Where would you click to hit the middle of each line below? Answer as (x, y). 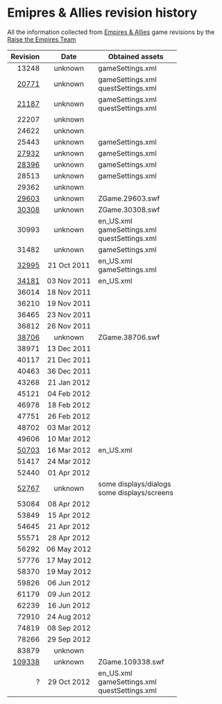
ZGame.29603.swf (129, 198)
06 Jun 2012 (69, 583)
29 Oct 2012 (69, 682)
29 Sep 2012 (69, 639)
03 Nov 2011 (69, 280)
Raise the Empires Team (42, 39)
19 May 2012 (69, 571)
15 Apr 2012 (69, 515)
